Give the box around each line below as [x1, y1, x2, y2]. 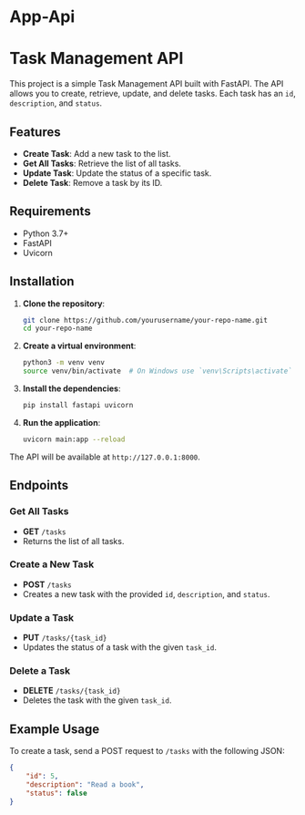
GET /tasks [22, 526, 66, 537]
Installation [9, 273, 75, 289]
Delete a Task [9, 665, 71, 677]
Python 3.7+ [22, 228, 69, 239]
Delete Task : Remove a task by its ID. [22, 177, 163, 188]
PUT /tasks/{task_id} [22, 632, 107, 644]
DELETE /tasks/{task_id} [22, 686, 121, 696]
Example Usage [9, 721, 100, 737]
